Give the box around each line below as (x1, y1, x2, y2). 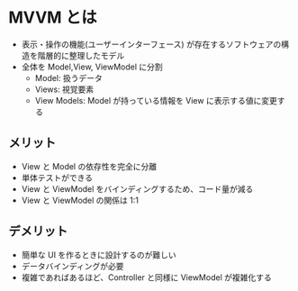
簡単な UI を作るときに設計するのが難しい (21, 249, 176, 260)
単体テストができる (21, 172, 94, 183)
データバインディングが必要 (21, 260, 124, 271)
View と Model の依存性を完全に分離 (21, 160, 158, 171)
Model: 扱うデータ (34, 72, 103, 83)
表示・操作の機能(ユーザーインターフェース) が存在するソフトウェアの (21, 39, 282, 50)
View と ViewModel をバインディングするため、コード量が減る (21, 183, 254, 194)
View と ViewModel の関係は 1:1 (21, 195, 139, 205)
